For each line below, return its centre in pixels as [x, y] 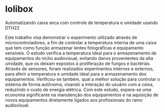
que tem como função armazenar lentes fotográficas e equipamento [74, 48]
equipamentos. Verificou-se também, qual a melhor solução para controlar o [82, 79]
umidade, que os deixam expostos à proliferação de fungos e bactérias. [78, 63]
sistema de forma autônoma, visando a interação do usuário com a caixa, [80, 84]
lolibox [19, 9]
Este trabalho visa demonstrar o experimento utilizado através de [71, 37]
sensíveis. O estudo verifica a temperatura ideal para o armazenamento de [81, 53]
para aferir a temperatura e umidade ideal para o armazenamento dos [76, 74]
